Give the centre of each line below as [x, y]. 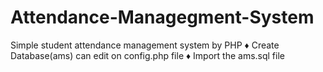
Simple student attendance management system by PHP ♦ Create [145, 45]
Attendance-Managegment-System [162, 17]
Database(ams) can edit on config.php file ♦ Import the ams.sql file [147, 55]
